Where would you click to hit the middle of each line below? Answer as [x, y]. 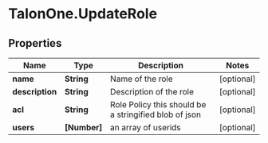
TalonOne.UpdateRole [83, 14]
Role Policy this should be [158, 104]
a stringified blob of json [156, 114]
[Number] [83, 128]
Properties [35, 43]
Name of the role [142, 79]
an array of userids [146, 128]
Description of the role [152, 92]
